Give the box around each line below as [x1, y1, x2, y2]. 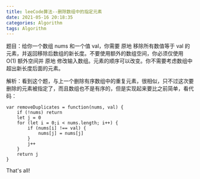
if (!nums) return [17, 110, 62, 116]
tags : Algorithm [6, 25, 46, 32]
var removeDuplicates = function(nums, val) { [6, 104, 124, 110]
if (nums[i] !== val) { [27, 125, 86, 131]
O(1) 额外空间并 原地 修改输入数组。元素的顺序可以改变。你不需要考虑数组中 [6, 57, 193, 64]
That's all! [6, 167, 30, 174]
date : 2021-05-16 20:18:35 [6, 14, 73, 20]
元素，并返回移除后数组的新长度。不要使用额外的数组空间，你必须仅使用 [6, 50, 183, 57]
